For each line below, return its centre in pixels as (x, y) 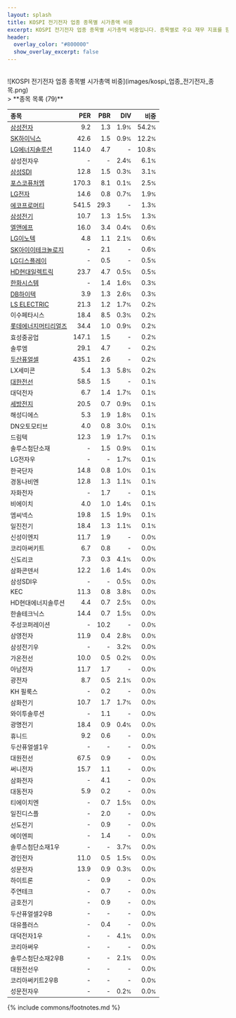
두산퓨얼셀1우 (29, 747)
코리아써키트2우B (34, 980)
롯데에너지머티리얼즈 (39, 326)
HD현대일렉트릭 (32, 272)
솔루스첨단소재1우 (35, 847)
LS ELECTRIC (29, 304)
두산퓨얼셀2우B (31, 913)
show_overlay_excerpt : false (56, 52)
